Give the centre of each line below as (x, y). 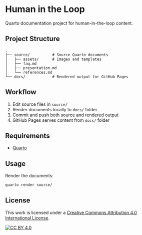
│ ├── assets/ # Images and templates (53, 59)
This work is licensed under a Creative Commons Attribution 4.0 (71, 212)
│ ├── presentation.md (31, 68)
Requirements (27, 136)
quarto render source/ (29, 185)
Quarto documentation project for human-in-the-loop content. (69, 23)
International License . (27, 218)
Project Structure (32, 39)
